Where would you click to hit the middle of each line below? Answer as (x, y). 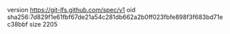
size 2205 (44, 24)
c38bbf (18, 24)
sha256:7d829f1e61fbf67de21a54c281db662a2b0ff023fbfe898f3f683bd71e (115, 17)
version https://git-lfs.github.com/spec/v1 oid (71, 10)
